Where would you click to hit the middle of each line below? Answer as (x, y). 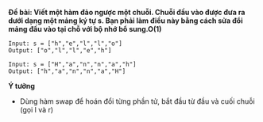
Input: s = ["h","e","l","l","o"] (66, 44)
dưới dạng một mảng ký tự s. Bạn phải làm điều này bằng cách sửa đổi (126, 21)
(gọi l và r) (37, 110)
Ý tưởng (22, 86)
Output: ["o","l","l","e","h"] (60, 51)
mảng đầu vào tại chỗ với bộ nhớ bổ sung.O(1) (85, 29)
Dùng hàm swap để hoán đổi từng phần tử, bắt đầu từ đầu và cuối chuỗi (137, 101)
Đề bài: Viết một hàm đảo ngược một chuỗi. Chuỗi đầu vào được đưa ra (127, 12)
